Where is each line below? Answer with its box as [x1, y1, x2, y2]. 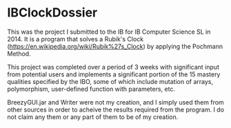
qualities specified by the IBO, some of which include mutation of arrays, [7, 77, 214, 85]
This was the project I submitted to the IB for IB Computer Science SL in [7, 28, 211, 36]
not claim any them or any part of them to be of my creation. [7, 112, 179, 121]
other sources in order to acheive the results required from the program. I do [7, 105, 225, 114]
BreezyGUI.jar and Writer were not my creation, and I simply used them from [7, 98, 224, 106]
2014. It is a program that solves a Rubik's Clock [7, 34, 144, 43]
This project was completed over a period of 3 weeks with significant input [7, 63, 219, 71]
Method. [7, 50, 31, 58]
